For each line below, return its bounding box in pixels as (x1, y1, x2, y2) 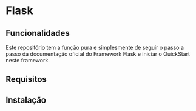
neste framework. (5, 57, 50, 64)
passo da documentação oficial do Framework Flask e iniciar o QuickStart (5, 50, 191, 58)
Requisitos (5, 74, 47, 85)
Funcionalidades (5, 28, 70, 38)
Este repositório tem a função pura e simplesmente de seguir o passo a (5, 44, 184, 51)
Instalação (5, 95, 47, 105)
